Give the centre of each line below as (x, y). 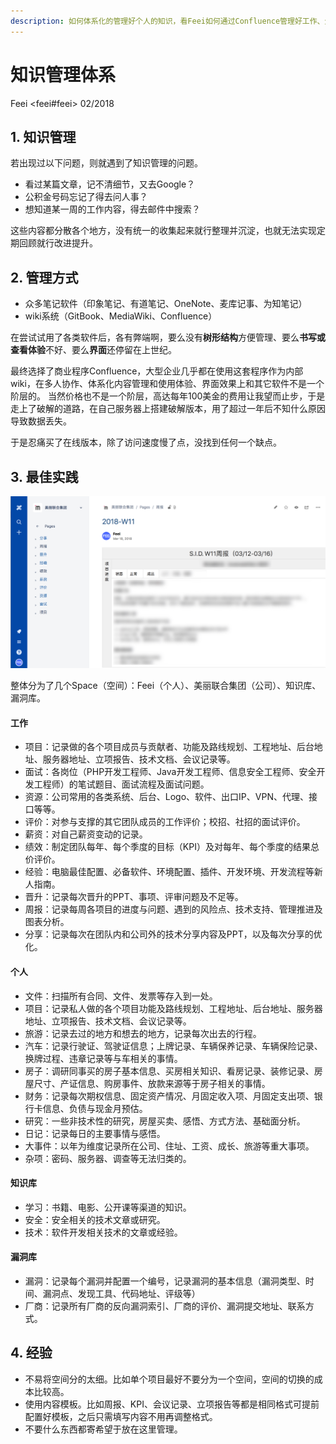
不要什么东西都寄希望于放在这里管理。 (103, 1429)
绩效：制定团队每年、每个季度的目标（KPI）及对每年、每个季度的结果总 (172, 847)
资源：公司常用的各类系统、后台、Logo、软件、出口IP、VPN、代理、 (166, 797)
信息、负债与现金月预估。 (95, 1108)
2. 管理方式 (44, 277)
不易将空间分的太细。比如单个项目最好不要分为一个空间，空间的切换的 (169, 1379)
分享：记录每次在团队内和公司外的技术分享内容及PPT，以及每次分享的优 (173, 934)
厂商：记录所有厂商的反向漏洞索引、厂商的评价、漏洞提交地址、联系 (165, 1306)
